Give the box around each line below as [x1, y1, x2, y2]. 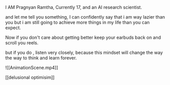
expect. [5, 25, 21, 31]
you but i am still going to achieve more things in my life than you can [5, 20, 150, 25]
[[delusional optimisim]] [5, 74, 55, 80]
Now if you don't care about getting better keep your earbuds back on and [5, 35, 161, 40]
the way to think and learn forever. [5, 55, 77, 61]
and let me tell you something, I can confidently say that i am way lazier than [5, 14, 165, 20]
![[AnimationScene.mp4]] [5, 65, 58, 70]
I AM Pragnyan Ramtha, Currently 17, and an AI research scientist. [5, 5, 142, 10]
